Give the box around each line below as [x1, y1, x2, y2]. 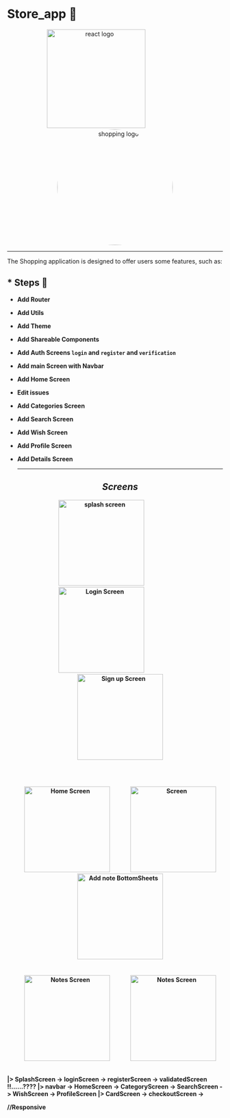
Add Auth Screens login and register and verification [16, 348, 177, 356]
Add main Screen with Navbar [16, 362, 104, 370]
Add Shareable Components [16, 335, 99, 343]
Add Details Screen [16, 454, 73, 463]
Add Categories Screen [16, 401, 86, 410]
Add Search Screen [16, 415, 74, 423]
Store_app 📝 [7, 6, 77, 22]
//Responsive [7, 1103, 47, 1111]
